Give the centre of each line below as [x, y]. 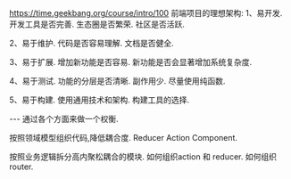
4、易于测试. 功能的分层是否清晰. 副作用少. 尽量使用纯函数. [117, 81]
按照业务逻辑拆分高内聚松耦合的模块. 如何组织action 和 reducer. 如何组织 [143, 157]
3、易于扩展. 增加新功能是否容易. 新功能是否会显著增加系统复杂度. [131, 62]
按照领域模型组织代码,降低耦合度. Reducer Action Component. [124, 138]
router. [21, 167]
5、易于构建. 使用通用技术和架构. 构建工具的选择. [100, 100]
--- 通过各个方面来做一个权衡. [64, 119]
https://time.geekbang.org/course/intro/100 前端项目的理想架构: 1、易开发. [146, 13]
